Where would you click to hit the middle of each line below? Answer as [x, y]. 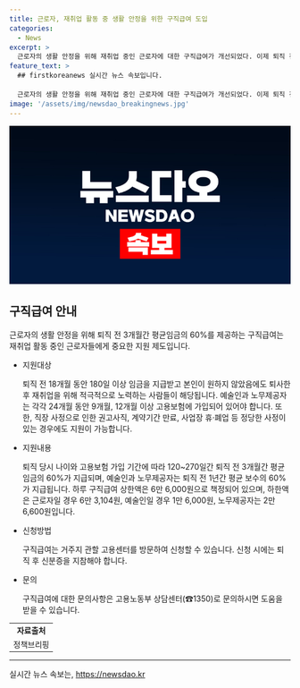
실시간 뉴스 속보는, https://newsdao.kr [77, 675]
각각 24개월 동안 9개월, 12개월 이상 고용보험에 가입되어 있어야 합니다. [153, 406]
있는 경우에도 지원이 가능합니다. [77, 429]
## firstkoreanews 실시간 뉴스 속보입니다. [90, 76]
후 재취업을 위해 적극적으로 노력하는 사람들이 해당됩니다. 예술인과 [135, 395]
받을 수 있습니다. [51, 609]
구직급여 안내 [43, 312]
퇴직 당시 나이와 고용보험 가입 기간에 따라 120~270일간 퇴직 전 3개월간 [145, 466]
